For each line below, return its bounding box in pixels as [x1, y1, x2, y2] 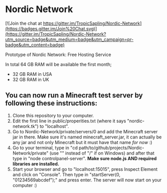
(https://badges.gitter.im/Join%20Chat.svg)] [5, 25, 97, 31]
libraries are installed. [12, 161, 59, 167]
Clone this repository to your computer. [12, 112, 94, 118]
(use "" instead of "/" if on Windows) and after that [49, 150, 155, 156]
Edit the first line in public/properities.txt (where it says [12, 118, 126, 124]
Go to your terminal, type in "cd [12, 144, 78, 151]
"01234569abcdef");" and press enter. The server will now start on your [12, 177, 162, 183]
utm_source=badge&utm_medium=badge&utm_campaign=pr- [5, 36, 134, 42]
